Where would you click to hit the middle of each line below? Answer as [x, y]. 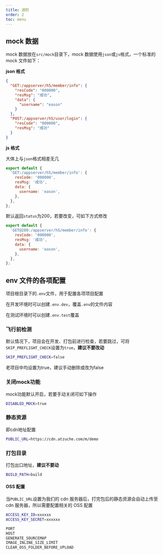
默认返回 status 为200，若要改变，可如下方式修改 [57, 216]
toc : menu [16, 19]
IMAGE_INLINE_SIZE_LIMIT [32, 543]
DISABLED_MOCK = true [26, 404]
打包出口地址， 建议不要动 [32, 465]
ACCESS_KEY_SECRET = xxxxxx [33, 520]
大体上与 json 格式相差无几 [33, 158]
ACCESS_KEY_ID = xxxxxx [29, 515]
